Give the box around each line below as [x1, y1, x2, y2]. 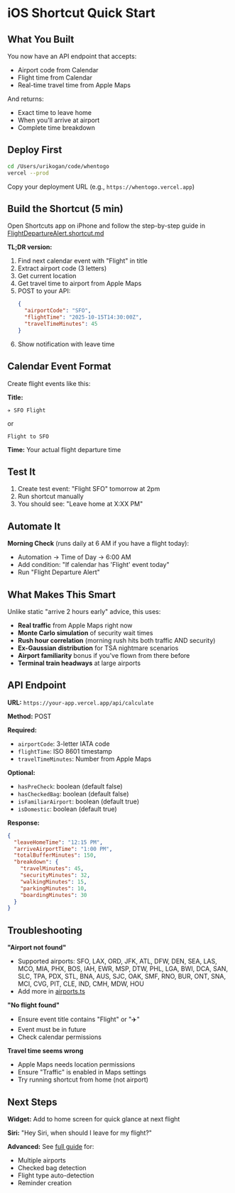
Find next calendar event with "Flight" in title [17, 257, 148, 265]
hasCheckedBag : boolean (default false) [17, 789, 129, 798]
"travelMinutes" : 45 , [20, 865, 84, 872]
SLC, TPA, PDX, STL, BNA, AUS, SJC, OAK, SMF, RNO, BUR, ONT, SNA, [17, 972, 226, 981]
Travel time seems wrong [7, 1047, 84, 1055]
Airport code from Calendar [17, 66, 99, 74]
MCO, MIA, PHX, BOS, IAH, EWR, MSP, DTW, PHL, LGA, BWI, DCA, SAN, [17, 964, 229, 973]
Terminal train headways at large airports [17, 659, 141, 667]
